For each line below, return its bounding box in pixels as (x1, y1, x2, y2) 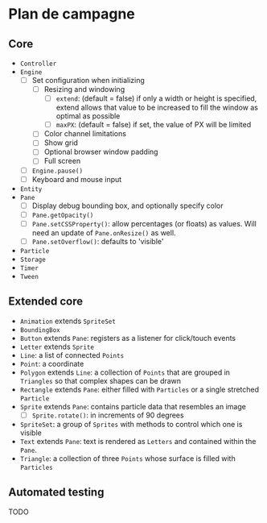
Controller (19, 60, 57, 68)
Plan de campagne (8, 5, 135, 23)
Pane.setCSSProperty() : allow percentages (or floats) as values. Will (31, 218, 257, 228)
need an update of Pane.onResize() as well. (31, 227, 176, 238)
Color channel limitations (43, 129, 127, 139)
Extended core (8, 295, 84, 309)
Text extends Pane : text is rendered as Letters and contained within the (19, 436, 257, 446)
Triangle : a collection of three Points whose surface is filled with (19, 453, 236, 463)
